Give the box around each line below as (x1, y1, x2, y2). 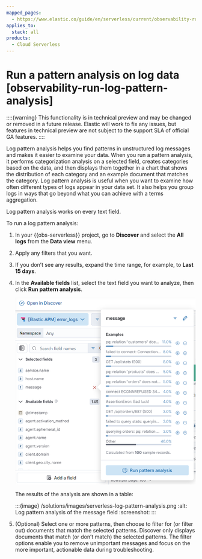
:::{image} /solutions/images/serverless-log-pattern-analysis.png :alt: (14, 502, 188, 509)
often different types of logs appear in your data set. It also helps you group (6, 183, 194, 190)
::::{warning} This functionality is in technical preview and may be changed (6, 113, 192, 121)
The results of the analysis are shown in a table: (14, 491, 133, 498)
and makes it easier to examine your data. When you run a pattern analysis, (6, 151, 193, 158)
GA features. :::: (6, 133, 45, 140)
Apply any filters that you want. (14, 249, 93, 257)
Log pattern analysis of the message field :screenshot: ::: (14, 509, 156, 516)
